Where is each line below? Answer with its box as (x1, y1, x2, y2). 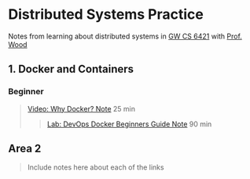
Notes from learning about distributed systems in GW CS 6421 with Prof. (8, 31, 242, 41)
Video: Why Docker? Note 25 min (27, 104, 136, 113)
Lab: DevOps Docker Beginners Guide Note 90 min (46, 119, 212, 129)
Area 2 (8, 142, 42, 155)
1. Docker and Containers (8, 63, 134, 76)
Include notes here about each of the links (27, 163, 164, 172)
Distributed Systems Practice (8, 5, 204, 24)
